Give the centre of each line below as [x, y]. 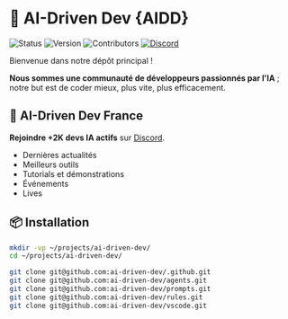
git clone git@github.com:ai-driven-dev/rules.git [106, 297]
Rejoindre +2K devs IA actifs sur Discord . [87, 137]
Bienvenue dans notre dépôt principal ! [81, 60]
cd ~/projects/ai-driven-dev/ [66, 256]
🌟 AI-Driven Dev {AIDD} [99, 18]
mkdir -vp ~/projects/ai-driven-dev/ [80, 248]
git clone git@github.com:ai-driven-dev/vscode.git [108, 306]
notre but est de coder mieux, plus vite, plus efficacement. [118, 87]
